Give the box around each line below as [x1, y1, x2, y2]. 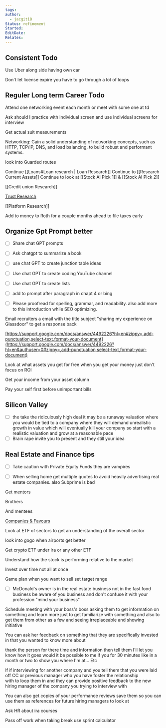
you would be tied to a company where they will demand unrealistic [12, 419, 151, 425]
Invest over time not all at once [5, 566, 68, 572]
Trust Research [5, 193, 36, 199]
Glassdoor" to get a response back [5, 321, 77, 327]
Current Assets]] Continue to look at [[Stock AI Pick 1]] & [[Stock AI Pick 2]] [5, 174, 160, 180]
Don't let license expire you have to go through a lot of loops [5, 76, 130, 82]
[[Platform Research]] [5, 203, 50, 209]
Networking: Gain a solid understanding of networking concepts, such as [5, 138, 156, 145]
